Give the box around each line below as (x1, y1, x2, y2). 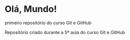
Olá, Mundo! (5, 3, 57, 15)
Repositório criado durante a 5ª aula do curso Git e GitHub (5, 29, 125, 35)
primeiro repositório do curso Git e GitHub (5, 20, 91, 26)
